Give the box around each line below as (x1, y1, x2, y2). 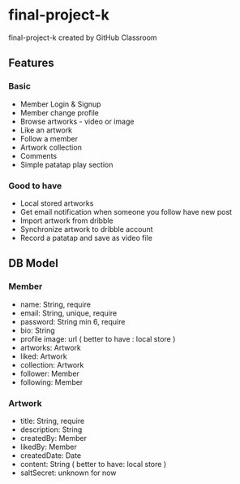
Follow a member (19, 133, 79, 143)
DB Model (8, 256, 58, 270)
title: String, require (19, 416, 85, 425)
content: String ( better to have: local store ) (19, 459, 167, 469)
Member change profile (19, 107, 100, 117)
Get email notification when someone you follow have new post (19, 207, 233, 216)
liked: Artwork (19, 351, 67, 361)
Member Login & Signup (19, 99, 101, 109)
